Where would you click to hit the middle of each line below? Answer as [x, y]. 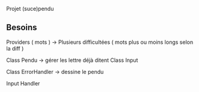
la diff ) [15, 48]
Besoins [22, 27]
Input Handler [23, 83]
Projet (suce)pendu [30, 9]
